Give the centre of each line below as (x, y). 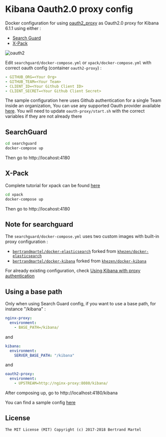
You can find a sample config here (40, 403)
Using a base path (34, 292)
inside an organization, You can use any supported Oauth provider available (83, 106)
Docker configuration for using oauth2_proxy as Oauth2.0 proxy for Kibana (82, 23)
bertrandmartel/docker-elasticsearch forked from (64, 251)
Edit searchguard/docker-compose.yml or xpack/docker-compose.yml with (78, 62)
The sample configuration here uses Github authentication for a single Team (83, 100)
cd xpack (14, 195)
